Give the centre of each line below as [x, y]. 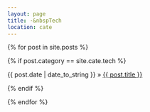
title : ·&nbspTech [34, 21]
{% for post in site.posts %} [48, 47]
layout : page [27, 14]
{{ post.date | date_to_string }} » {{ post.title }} [75, 74]
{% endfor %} [28, 102]
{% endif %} [26, 89]
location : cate [30, 27]
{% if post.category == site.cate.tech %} [67, 61]
